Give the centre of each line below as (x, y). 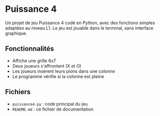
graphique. (16, 33)
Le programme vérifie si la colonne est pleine (58, 76)
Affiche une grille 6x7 (34, 61)
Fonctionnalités (30, 49)
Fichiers (18, 92)
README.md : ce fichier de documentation (53, 109)
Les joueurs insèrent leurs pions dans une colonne (63, 71)
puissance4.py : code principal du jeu (50, 104)
